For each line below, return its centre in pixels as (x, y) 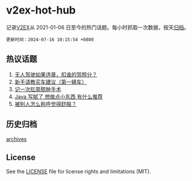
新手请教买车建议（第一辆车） (50, 82)
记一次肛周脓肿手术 (38, 89)
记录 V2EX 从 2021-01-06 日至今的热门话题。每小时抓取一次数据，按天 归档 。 (98, 27)
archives (16, 139)
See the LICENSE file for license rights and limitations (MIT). (79, 172)
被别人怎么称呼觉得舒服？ (46, 104)
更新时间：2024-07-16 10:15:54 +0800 (50, 40)
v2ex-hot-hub (41, 10)
